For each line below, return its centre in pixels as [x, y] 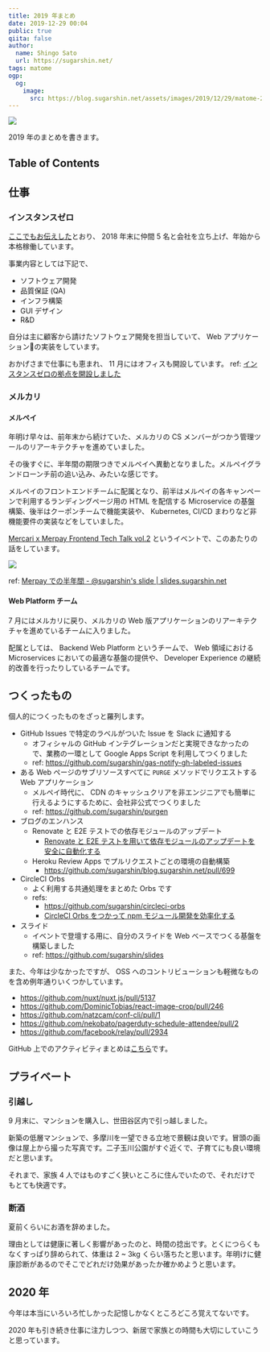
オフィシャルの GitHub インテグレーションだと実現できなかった [137, 744]
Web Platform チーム [43, 601]
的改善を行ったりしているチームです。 [71, 668]
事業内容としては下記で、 [50, 263]
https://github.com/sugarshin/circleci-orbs [115, 906]
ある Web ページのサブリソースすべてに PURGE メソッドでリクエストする [138, 772]
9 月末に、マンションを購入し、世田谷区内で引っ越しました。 [110, 1121]
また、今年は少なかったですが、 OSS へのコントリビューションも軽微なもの [133, 972]
